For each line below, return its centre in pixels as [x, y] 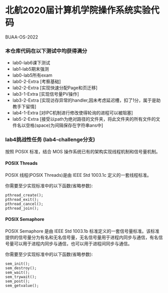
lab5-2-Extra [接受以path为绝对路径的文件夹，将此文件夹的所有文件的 [84, 119]
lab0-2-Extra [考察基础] [36, 82]
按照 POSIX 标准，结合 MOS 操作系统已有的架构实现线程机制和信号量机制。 [83, 151]
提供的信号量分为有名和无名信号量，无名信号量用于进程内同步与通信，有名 [82, 237]
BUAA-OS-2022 [22, 37]
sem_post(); [17, 281]
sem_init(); [17, 263]
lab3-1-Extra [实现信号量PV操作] [45, 94]
